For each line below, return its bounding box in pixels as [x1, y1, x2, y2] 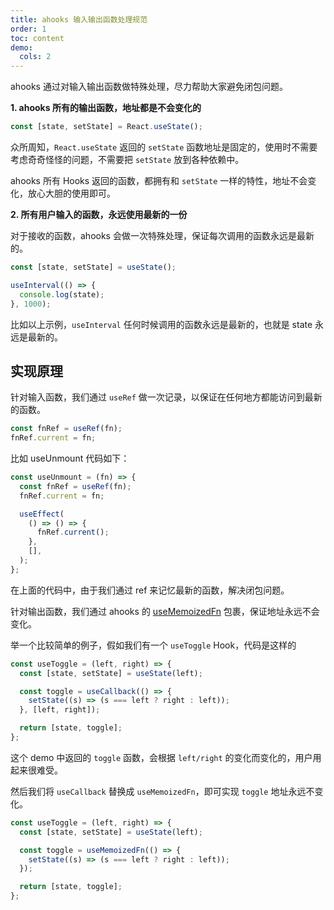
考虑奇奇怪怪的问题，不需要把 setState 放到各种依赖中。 [10, 154, 245, 165]
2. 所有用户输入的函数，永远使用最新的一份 [10, 209, 188, 220]
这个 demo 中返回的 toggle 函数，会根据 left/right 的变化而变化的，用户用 [10, 751, 322, 763]
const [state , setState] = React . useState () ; [10, 122, 203, 132]
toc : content [10, 33, 65, 43]
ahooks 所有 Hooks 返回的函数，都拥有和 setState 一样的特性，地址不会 [10, 175, 308, 186]
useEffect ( [19, 509, 65, 519]
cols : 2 [19, 52, 52, 62]
